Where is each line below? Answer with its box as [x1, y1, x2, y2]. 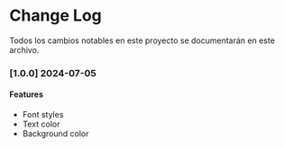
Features [9, 89, 43, 100]
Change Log [9, 5, 102, 26]
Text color [22, 118, 60, 130]
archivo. [9, 44, 40, 55]
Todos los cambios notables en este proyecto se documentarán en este [9, 35, 275, 46]
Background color [22, 128, 89, 139]
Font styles [22, 109, 64, 120]
